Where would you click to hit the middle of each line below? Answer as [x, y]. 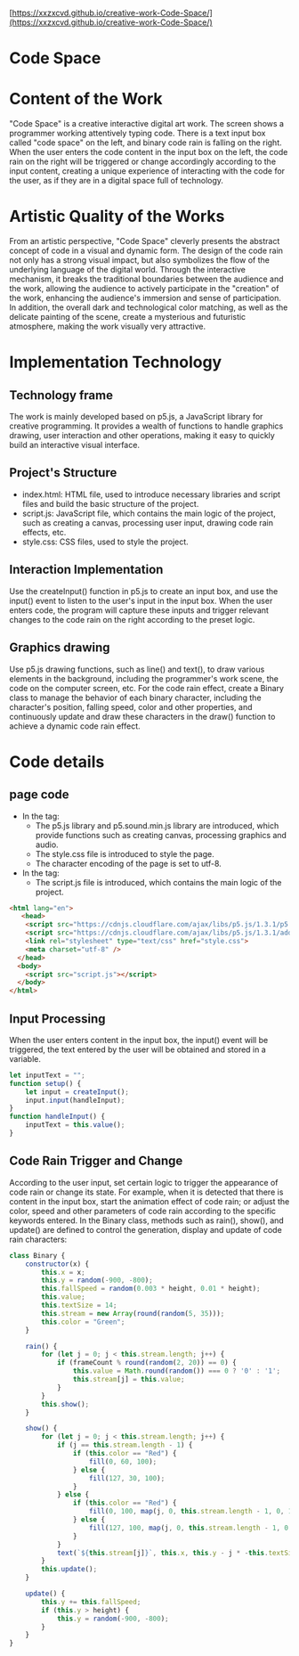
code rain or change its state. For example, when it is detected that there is [146, 1192]
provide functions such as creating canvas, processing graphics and [161, 835]
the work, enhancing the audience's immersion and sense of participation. [145, 298]
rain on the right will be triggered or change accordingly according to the [143, 162]
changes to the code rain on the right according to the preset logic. [132, 619]
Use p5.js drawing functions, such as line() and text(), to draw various [137, 669]
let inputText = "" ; [48, 1075]
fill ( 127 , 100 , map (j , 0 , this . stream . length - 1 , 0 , [190, 1528]
